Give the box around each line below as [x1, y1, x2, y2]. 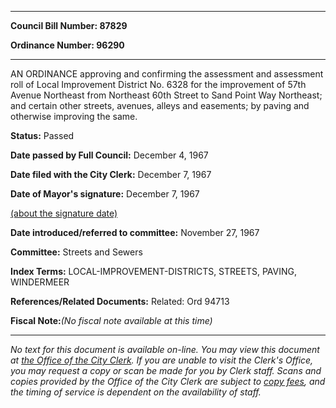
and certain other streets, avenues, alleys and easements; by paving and [10, 100, 310, 111]
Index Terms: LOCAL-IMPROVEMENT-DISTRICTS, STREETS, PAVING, [10, 266, 297, 277]
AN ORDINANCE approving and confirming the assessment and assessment [10, 68, 324, 80]
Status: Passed [10, 130, 75, 141]
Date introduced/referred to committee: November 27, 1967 [10, 227, 260, 238]
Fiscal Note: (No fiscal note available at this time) [10, 315, 213, 326]
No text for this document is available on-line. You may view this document [10, 344, 320, 355]
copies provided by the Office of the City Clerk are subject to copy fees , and [10, 376, 326, 387]
